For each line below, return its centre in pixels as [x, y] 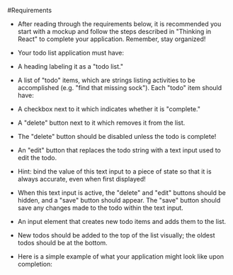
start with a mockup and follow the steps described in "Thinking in [114, 32]
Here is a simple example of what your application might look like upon [121, 257]
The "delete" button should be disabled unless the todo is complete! [117, 136]
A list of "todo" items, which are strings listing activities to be [107, 80]
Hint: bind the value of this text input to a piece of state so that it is [114, 172]
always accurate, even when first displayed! [82, 179]
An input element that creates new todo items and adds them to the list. [122, 221]
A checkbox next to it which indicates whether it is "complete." [109, 109]
